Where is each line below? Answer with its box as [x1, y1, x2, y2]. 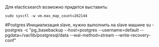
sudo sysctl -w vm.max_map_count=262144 [5, 14, 88, 18]
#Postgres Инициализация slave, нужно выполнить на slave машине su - [5, 22, 154, 28]
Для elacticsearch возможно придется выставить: [5, 4, 108, 10]
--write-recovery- [115, 32, 151, 38]
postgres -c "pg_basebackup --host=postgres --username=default [5, 27, 139, 33]
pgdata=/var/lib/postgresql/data [5, 32, 69, 38]
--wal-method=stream [70, 32, 115, 38]
